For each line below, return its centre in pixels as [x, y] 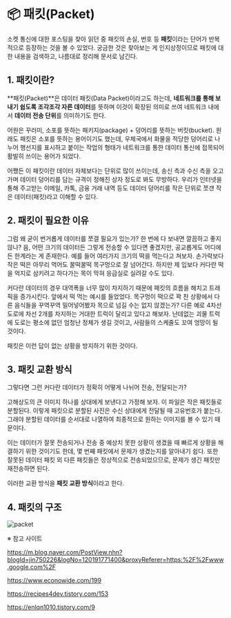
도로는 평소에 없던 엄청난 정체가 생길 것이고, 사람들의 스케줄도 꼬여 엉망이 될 [116, 322]
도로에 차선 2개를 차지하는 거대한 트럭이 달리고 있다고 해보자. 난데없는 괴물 [108, 313]
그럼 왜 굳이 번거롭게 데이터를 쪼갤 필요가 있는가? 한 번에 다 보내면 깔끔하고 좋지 [114, 238]
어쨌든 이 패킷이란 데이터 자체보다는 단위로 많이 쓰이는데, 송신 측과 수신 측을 [109, 171]
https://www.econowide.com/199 [54, 581]
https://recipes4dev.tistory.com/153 [58, 594]
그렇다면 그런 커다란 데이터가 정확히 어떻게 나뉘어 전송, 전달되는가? [97, 387]
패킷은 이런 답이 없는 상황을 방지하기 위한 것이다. [72, 346]
